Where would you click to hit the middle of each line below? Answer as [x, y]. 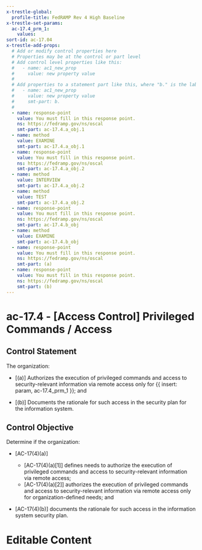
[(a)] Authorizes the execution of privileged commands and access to [101, 378]
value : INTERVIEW [39, 180]
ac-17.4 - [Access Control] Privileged [100, 316]
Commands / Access [59, 329]
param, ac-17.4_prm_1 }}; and [51, 390]
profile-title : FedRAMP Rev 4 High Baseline [68, 17]
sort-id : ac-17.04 [29, 40]
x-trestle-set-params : [35, 23]
